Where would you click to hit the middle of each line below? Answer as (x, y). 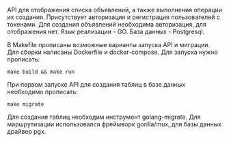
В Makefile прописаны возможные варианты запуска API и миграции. (109, 45)
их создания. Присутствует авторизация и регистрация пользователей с (114, 17)
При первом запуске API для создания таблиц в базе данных (96, 84)
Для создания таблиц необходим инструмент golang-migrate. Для (104, 117)
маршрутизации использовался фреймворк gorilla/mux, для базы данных (114, 124)
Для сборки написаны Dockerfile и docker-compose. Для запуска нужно (112, 52)
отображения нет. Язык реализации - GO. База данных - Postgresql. (106, 31)
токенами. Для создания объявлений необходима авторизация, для (107, 24)
